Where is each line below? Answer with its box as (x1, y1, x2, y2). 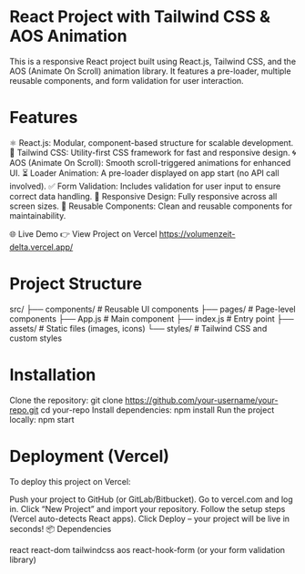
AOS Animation (9, 26, 127, 46)
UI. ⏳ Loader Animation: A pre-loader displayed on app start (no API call (9, 167, 280, 179)
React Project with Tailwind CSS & (9, 6, 271, 27)
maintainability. (9, 210, 66, 220)
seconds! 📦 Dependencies (9, 523, 112, 534)
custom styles (9, 333, 62, 343)
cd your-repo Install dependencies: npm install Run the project (40, 404, 275, 415)
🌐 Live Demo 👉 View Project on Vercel (9, 228, 158, 239)
